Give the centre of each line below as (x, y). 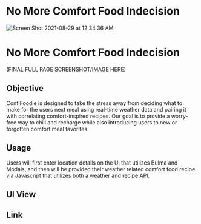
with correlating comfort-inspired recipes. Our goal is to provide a (88, 116)
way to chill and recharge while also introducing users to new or (97, 122)
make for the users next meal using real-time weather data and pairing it (96, 109)
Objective (25, 88)
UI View (21, 195)
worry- (180, 116)
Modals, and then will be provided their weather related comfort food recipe (101, 169)
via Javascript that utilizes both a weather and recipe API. (78, 175)
